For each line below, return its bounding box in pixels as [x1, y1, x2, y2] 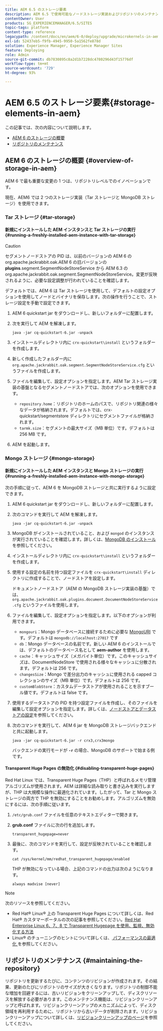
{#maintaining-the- [82, 957, 143, 965]
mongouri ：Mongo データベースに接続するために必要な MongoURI [19, 628, 151, 635]
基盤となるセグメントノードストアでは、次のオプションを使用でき [20, 384, 153, 390]
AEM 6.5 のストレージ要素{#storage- [5, 97, 155, 108]
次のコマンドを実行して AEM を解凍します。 [12, 511, 100, 517]
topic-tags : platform [5, 25, 49, 30]
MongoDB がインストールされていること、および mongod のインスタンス [12, 530, 155, 536]
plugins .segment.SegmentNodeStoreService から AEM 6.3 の [5, 265, 128, 271]
